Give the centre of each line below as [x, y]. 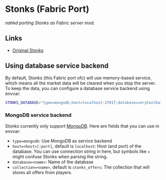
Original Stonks [28, 50]
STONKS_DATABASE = [23, 102]
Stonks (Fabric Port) [47, 9]
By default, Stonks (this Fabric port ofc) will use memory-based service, [78, 78]
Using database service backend [57, 66]
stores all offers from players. [42, 172]
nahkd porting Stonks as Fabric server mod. [50, 23]
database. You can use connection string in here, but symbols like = [81, 151]
